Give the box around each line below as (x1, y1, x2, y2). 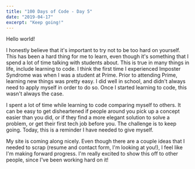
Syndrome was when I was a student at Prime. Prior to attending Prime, (6, 71, 178, 79)
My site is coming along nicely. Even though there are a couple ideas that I (6, 138, 185, 145)
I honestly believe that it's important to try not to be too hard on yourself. (6, 47, 180, 54)
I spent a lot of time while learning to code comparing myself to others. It (6, 102, 181, 109)
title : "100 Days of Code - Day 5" (6, 8, 93, 15)
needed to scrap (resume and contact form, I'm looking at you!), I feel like (6, 144, 183, 151)
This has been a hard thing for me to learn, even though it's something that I (6, 53, 189, 60)
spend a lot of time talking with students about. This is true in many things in (6, 59, 190, 66)
